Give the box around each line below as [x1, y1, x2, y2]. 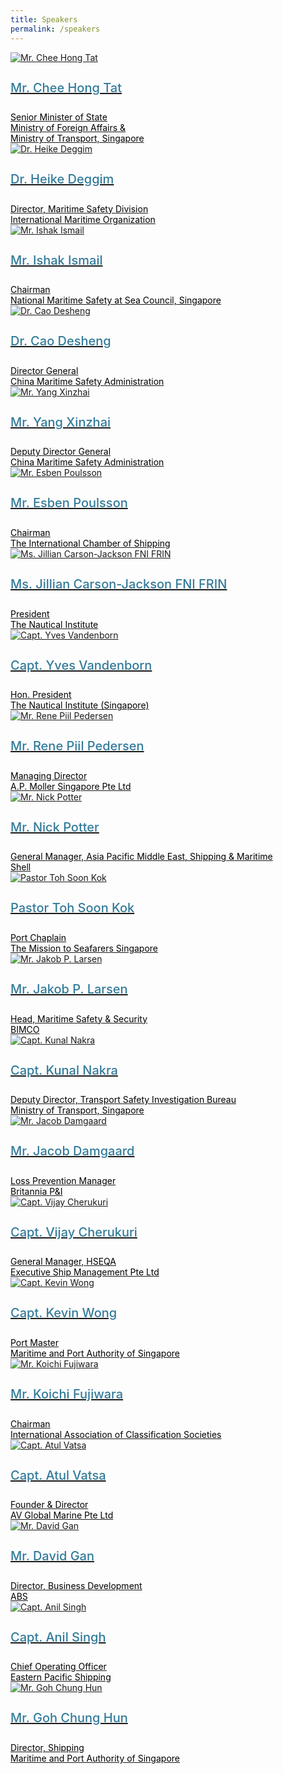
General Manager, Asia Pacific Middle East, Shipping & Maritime [10, 851, 273, 863]
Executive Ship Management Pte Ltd [10, 1266, 160, 1278]
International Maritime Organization [10, 213, 156, 225]
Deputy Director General [10, 446, 112, 458]
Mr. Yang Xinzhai [10, 414, 112, 430]
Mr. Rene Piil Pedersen [10, 738, 145, 755]
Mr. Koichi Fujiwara [10, 1386, 124, 1402]
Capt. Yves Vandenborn [10, 657, 153, 673]
